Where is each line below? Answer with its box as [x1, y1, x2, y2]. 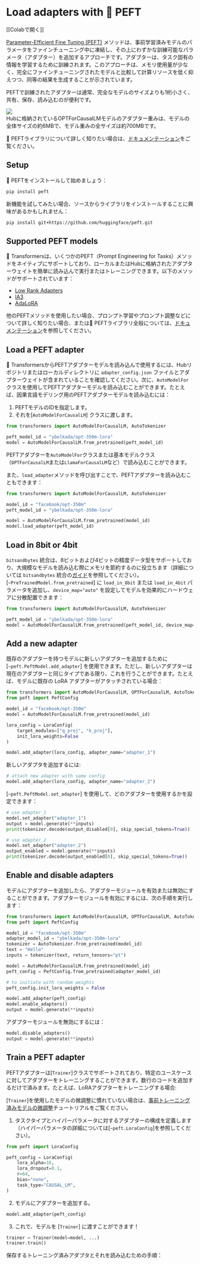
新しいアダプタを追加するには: [6, 761, 82, 768]
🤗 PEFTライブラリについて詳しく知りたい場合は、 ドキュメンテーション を [6, 134, 186, 142]
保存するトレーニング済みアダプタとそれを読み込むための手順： [6, 1251, 162, 1259]
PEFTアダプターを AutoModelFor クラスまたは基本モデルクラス [6, 451, 156, 458]
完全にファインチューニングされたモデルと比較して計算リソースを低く [16, 68, 189, 75]
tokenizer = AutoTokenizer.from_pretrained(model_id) [6, 941, 143, 947]
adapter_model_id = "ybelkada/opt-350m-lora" [6, 935, 121, 941]
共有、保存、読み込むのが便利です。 [6, 96, 95, 103]
